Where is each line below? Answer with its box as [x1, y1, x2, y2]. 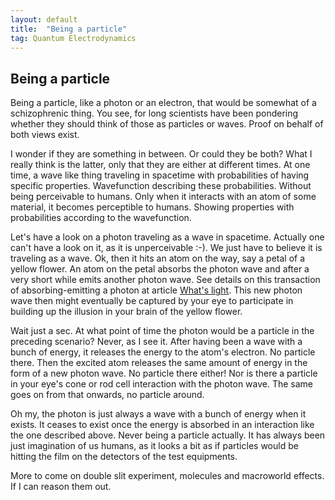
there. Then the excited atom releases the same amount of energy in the [10, 357, 308, 369]
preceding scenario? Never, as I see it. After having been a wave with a [10, 336, 303, 348]
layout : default [10, 14, 78, 25]
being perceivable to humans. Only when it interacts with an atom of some [10, 191, 317, 203]
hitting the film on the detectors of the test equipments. [10, 451, 238, 463]
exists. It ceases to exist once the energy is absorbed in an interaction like [10, 419, 315, 431]
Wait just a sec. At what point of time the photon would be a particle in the [10, 325, 315, 337]
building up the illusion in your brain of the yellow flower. [10, 306, 243, 318]
